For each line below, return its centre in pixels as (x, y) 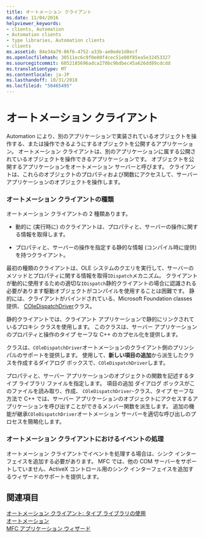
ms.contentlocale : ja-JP (38, 75)
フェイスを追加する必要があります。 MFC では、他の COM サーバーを (94, 461)
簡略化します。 (46, 422)
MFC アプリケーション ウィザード (49, 529)
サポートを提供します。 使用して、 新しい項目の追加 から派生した (103, 355)
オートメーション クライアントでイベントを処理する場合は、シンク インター (101, 454)
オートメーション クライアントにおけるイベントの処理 (85, 439)
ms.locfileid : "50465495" (39, 86)
